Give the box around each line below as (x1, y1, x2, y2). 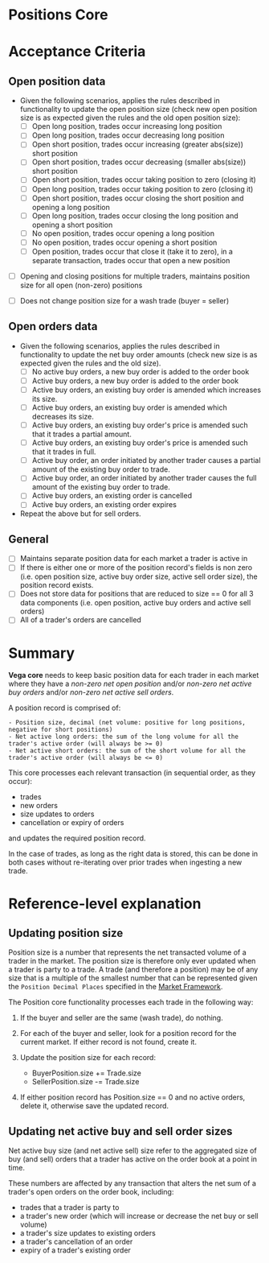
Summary (8, 644, 75, 662)
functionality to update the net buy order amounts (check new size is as (19, 349, 258, 359)
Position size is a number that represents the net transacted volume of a (8, 947, 247, 957)
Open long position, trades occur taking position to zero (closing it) (31, 184, 254, 194)
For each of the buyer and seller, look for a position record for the (19, 1029, 237, 1038)
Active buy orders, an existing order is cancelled (31, 491, 193, 501)
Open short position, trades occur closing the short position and (31, 193, 244, 203)
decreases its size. (31, 412, 95, 422)
